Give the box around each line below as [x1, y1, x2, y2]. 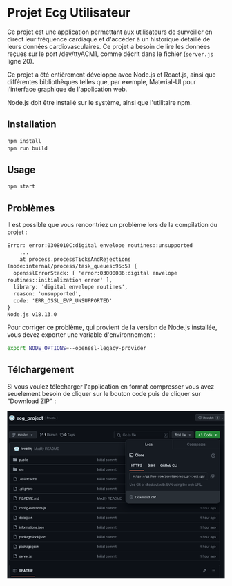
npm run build [7, 145, 48, 152]
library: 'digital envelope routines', [13, 284, 128, 291]
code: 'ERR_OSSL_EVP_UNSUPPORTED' [13, 297, 113, 304]
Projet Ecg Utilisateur [7, 5, 131, 21]
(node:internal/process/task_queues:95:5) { [7, 263, 137, 270]
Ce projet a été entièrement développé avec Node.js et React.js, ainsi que [7, 70, 216, 79]
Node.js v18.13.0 [7, 311, 57, 318]
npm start [7, 183, 36, 191]
